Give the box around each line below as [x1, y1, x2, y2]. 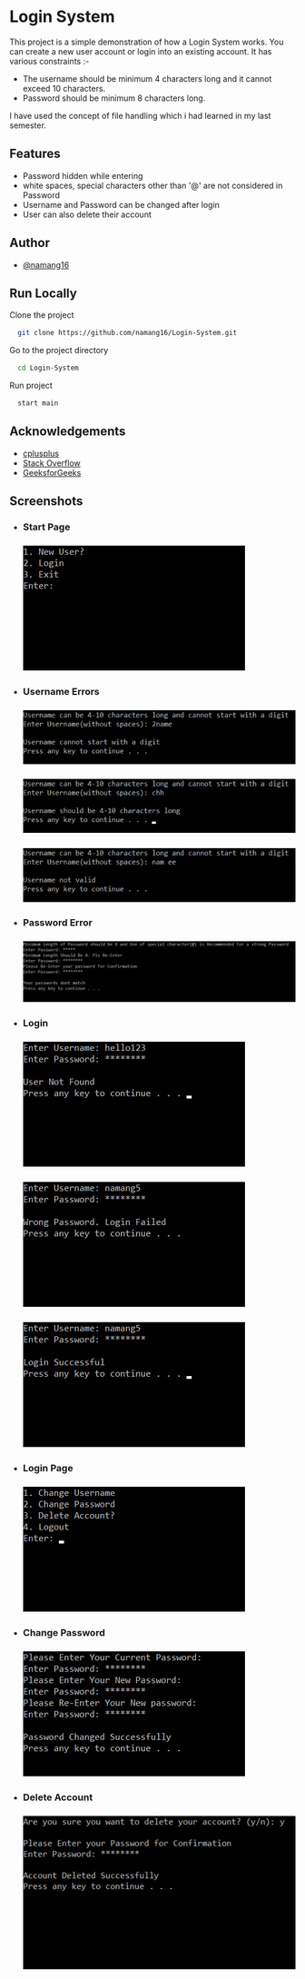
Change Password [22, 1626, 106, 1638]
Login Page [22, 1461, 74, 1474]
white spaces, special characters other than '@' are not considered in [22, 180, 283, 191]
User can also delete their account [22, 209, 152, 220]
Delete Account [22, 1791, 93, 1804]
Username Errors [22, 685, 100, 698]
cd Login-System [17, 363, 79, 373]
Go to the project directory [9, 345, 109, 356]
